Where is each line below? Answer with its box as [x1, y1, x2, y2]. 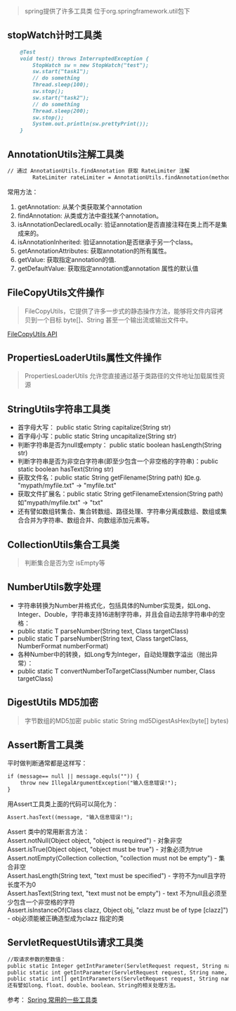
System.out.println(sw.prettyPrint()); [32, 120, 150, 127]
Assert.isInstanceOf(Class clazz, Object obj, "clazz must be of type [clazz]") [7, 905, 228, 914]
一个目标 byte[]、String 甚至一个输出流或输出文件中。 [37, 315, 192, 324]
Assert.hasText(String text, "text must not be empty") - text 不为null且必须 [7, 888, 221, 897]
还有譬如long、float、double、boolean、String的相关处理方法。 [7, 982, 179, 989]
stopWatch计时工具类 [7, 30, 103, 42]
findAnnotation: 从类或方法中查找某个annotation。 [17, 211, 163, 220]
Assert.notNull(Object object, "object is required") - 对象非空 [7, 836, 183, 844]
